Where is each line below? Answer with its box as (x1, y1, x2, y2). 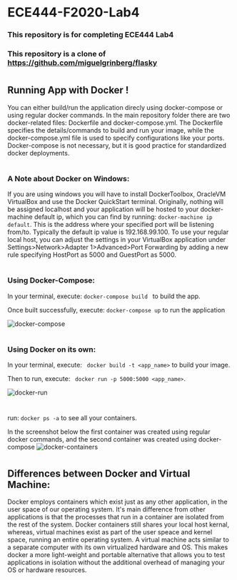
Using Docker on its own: (7, 344, 96, 354)
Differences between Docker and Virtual (7, 467, 191, 479)
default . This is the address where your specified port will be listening (7, 220, 214, 229)
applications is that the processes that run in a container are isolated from (7, 513, 225, 522)
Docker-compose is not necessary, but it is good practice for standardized (7, 141, 227, 150)
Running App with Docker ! (7, 84, 129, 96)
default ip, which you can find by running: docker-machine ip (34, 213, 213, 221)
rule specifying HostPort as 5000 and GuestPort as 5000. (7, 250, 177, 259)
